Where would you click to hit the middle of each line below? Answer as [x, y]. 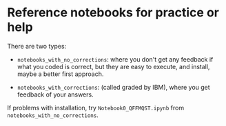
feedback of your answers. [55, 94]
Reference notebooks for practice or [113, 13]
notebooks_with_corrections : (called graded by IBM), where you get [113, 87]
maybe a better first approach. [60, 74]
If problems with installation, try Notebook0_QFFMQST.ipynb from [96, 108]
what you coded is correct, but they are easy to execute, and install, [113, 66]
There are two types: [37, 46]
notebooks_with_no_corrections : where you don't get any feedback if [115, 59]
